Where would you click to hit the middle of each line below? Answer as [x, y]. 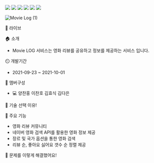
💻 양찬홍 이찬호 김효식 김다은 [41, 93]
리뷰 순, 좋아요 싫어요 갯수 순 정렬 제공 [49, 145]
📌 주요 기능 [16, 116]
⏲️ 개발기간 [16, 61]
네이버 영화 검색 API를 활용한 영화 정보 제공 [54, 132]
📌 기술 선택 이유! [21, 105]
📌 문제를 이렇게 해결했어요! [31, 155]
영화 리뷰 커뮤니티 [29, 126]
